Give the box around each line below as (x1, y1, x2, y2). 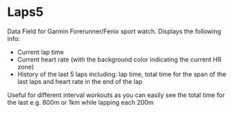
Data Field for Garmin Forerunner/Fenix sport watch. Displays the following (7, 27, 221, 35)
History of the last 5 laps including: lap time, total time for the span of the (17, 70, 227, 78)
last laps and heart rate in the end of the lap (17, 77, 143, 85)
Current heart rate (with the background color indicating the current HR (17, 55, 222, 63)
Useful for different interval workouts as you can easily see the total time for (7, 91, 225, 99)
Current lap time (17, 48, 64, 56)
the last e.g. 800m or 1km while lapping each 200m (7, 98, 154, 106)
